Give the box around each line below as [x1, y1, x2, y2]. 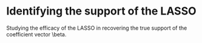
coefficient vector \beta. [6, 30, 67, 38]
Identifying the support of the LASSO [6, 4, 197, 18]
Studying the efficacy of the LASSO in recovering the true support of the [6, 24, 187, 31]
